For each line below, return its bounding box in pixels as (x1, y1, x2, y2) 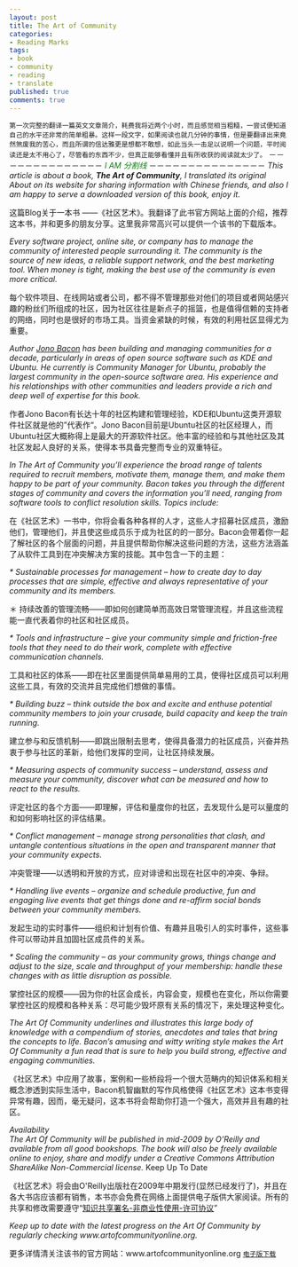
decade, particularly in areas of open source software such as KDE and (9, 352, 272, 364)
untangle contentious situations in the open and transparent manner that (9, 840, 277, 851)
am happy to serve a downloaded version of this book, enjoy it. (9, 189, 241, 200)
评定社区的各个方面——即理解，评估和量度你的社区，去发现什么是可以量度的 (9, 802, 289, 813)
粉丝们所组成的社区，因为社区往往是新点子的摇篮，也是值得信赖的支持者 (24, 303, 289, 314)
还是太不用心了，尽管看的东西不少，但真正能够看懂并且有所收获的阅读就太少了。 (15, 151, 267, 160)
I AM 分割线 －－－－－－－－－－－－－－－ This (104, 161, 284, 171)
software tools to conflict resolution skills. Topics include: (9, 498, 219, 508)
